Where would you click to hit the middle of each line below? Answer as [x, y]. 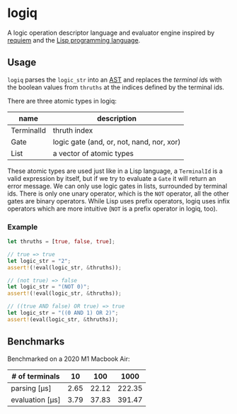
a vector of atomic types [93, 153]
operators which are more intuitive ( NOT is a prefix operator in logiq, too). [112, 208]
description [116, 118]
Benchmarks [36, 342]
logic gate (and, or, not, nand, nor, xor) [117, 142]
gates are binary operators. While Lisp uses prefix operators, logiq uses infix [118, 201]
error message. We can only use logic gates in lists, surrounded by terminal [117, 186]
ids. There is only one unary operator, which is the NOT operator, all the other [118, 194]
